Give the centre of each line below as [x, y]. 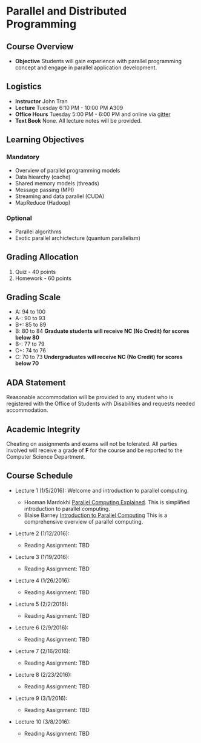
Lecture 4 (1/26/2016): [43, 580]
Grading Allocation [42, 257]
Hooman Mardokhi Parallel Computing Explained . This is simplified [107, 502]
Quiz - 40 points [35, 272]
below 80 [27, 338]
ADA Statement [36, 382]
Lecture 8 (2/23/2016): [43, 674]
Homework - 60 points [43, 278]
